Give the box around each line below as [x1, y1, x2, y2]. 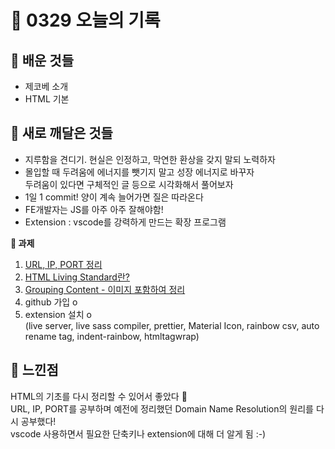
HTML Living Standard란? [24, 271, 130, 283]
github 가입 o [24, 296, 78, 308]
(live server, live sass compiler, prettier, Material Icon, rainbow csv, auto [24, 319, 320, 331]
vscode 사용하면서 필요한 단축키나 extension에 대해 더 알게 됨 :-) [10, 427, 267, 440]
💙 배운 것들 [10, 52, 75, 69]
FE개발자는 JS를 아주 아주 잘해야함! [24, 203, 164, 215]
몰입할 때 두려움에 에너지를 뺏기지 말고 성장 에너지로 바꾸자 [24, 166, 255, 178]
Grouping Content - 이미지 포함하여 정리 [24, 283, 186, 295]
